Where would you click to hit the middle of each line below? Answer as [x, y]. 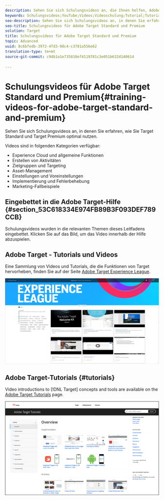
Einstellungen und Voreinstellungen [48, 176]
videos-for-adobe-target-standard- [79, 107]
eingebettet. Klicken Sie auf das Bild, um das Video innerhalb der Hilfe [75, 234]
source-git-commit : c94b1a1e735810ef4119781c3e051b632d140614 [70, 57]
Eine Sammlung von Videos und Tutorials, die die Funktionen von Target [77, 266]
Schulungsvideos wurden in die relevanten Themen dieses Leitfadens [75, 229]
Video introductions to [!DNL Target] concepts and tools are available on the [82, 389]
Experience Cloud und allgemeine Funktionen [58, 155]
